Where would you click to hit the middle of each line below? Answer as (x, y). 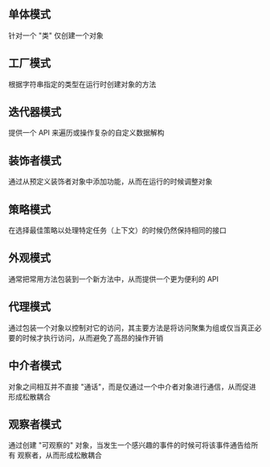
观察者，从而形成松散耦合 (59, 455)
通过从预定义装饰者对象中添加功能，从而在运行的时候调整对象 (110, 182)
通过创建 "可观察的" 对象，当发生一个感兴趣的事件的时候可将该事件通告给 (130, 445)
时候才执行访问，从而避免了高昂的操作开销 (92, 337)
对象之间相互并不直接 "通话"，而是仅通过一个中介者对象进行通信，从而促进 (132, 386)
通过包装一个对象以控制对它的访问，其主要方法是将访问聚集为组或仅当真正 (131, 328)
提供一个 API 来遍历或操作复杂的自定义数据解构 (86, 133)
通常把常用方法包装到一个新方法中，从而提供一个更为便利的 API (114, 279)
